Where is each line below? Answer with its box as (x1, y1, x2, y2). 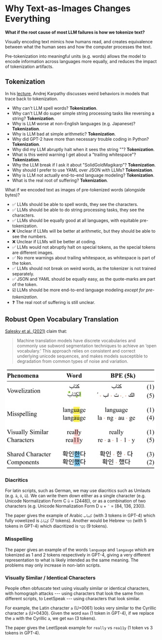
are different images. (12, 250, 54, 255)
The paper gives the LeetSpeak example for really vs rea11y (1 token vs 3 (5, 624, 153, 630)
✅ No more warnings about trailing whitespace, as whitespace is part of (12, 254, 156, 260)
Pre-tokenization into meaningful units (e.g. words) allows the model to (5, 53, 147, 59)
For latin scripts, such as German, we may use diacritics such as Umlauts (5, 488, 151, 493)
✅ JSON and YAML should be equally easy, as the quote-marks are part (12, 276, 156, 282)
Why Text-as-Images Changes (5, 3, 131, 14)
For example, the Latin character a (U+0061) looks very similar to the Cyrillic (5, 605, 156, 611)
